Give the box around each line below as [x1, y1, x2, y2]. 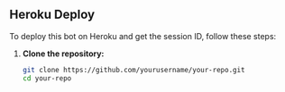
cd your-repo [22, 73, 72, 83]
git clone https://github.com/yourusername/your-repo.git [22, 65, 245, 74]
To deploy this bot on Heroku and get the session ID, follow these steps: [9, 30, 277, 41]
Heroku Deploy [9, 7, 96, 22]
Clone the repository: [22, 48, 105, 59]
